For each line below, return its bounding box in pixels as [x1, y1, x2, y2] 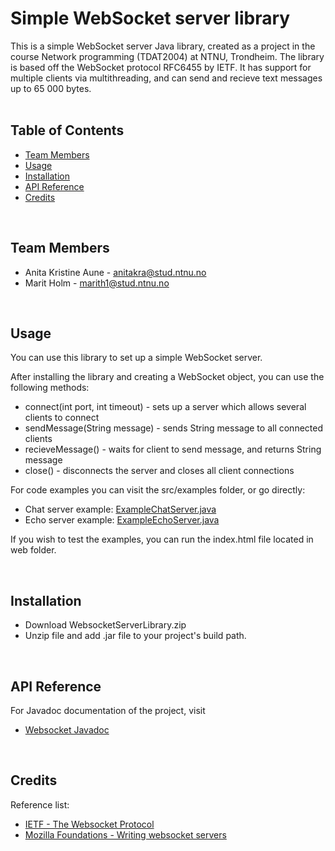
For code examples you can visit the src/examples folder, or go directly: [10, 484, 306, 496]
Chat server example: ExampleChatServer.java [24, 503, 217, 516]
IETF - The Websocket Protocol [24, 818, 155, 830]
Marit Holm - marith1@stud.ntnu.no [24, 277, 170, 289]
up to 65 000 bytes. [10, 82, 92, 94]
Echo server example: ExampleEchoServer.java [24, 514, 220, 526]
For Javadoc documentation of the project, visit [10, 705, 206, 716]
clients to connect [24, 412, 100, 424]
